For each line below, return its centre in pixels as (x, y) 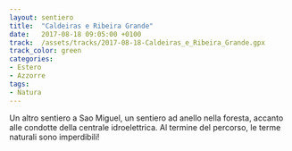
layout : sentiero (42, 17)
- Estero (25, 68)
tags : (19, 84)
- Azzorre (28, 76)
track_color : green (46, 51)
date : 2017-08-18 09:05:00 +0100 (75, 34)
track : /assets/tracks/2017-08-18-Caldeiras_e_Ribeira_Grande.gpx (138, 42)
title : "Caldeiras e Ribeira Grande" (81, 26)
